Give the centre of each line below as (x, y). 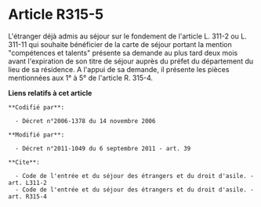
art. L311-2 (27, 183)
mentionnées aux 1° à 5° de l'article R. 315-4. (81, 78)
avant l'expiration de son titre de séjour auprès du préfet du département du (131, 61)
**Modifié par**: (36, 135)
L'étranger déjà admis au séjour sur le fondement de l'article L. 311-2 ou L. (127, 36)
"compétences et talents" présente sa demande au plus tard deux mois (123, 53)
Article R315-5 (56, 15)
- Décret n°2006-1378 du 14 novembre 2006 (85, 121)
